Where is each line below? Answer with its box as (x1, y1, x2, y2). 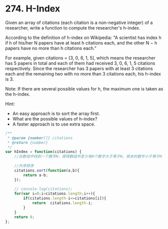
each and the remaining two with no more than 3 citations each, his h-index (5, 70, 161, 76)
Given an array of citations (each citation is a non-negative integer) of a (5, 19, 153, 25)
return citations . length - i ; (32, 200, 93, 205)
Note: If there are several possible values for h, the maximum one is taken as (5, 85, 163, 91)
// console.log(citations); (14, 186, 73, 191)
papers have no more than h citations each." (5, 45, 97, 51)
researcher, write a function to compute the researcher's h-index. (5, 24, 140, 30)
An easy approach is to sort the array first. (12, 110, 100, 116)
